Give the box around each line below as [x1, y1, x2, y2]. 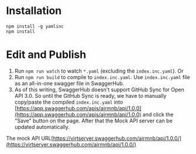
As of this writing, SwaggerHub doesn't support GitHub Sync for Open [14, 86, 184, 93]
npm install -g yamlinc [6, 23, 64, 29]
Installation [6, 4, 62, 18]
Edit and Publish [6, 48, 87, 61]
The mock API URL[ [6, 135, 54, 142]
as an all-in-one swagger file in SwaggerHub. [14, 80, 125, 87]
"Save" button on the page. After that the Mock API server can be [14, 117, 173, 124]
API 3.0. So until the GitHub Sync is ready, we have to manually [14, 92, 167, 99]
